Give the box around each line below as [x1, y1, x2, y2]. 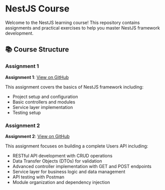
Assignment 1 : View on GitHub [5, 74, 69, 80]
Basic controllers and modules [12, 98, 75, 105]
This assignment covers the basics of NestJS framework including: [5, 83, 144, 90]
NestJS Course [5, 3, 70, 14]
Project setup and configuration [12, 93, 78, 99]
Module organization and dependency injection [12, 179, 110, 185]
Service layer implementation [12, 104, 73, 110]
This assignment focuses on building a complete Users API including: [5, 143, 148, 149]
